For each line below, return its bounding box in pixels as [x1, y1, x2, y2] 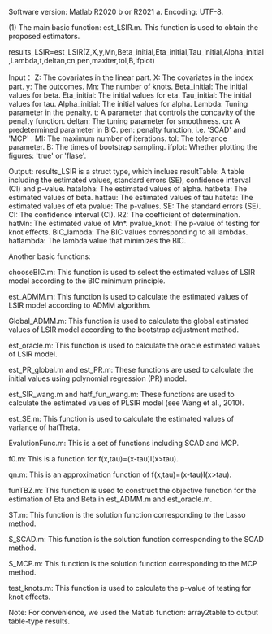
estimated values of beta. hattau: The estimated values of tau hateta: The [8, 193, 253, 202]
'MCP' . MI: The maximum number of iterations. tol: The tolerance [8, 133, 227, 143]
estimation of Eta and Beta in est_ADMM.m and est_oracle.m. [8, 494, 213, 504]
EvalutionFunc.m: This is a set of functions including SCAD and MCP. [8, 439, 240, 448]
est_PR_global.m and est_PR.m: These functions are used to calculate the [8, 365, 254, 374]
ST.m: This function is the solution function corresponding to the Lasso [8, 510, 246, 519]
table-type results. [8, 616, 71, 626]
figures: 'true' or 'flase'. [8, 151, 87, 160]
